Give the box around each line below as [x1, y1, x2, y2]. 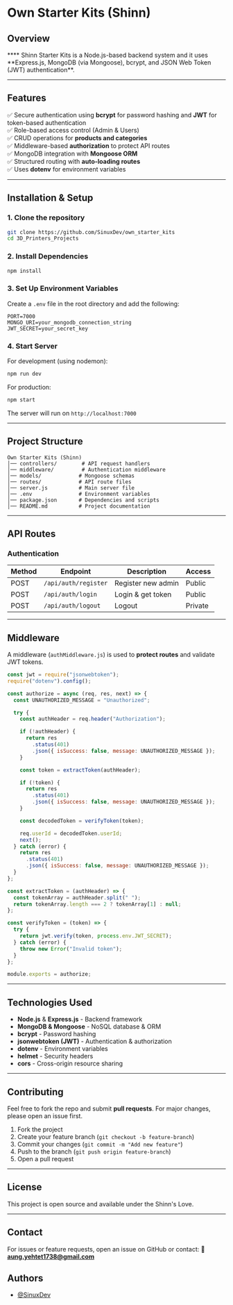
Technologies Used [7, 997, 92, 1008]
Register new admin [114, 579, 179, 588]
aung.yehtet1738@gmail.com [7, 1252, 95, 1261]
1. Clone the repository [7, 213, 85, 223]
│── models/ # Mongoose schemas [7, 472, 135, 479]
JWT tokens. [7, 658, 44, 666]
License [7, 1181, 42, 1193]
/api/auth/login [44, 590, 97, 599]
